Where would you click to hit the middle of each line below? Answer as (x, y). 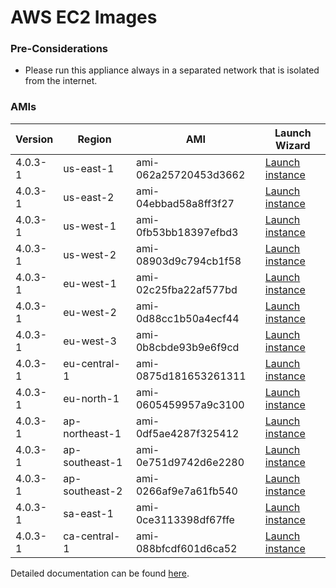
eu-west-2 (90, 312)
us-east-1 (89, 168)
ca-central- (92, 536)
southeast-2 (93, 491)
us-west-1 (90, 226)
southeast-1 (93, 462)
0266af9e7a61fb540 (186, 491)
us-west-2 (90, 254)
